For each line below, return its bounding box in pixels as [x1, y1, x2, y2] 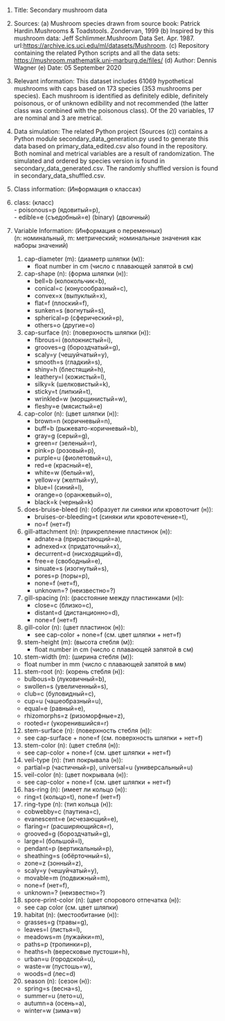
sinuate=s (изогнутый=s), [34, 565, 109, 572]
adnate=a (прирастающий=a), [34, 535, 123, 543]
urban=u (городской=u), [24, 955, 96, 963]
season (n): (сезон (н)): [24, 977, 91, 985]
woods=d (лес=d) [24, 970, 76, 977]
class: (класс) [13, 198, 54, 207]
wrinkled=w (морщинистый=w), [34, 395, 127, 403]
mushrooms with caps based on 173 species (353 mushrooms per [13, 85, 202, 92]
